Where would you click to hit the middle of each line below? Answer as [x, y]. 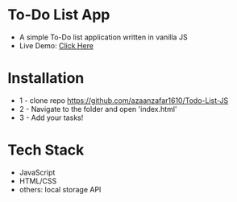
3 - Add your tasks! [51, 117]
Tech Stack [46, 150]
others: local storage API [60, 189]
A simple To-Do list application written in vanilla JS [103, 37]
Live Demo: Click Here [56, 45]
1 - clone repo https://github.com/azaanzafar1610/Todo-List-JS [124, 100]
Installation [46, 78]
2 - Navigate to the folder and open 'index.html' [98, 109]
